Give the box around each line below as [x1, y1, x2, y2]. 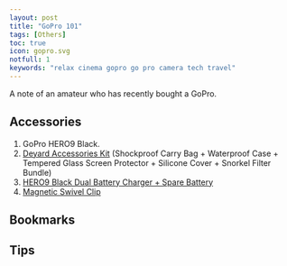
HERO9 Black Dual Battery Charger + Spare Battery [22, 177, 214, 188]
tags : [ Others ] [9, 30, 67, 39]
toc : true [9, 38, 47, 48]
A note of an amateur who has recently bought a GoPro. [9, 87, 218, 99]
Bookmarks [9, 213, 76, 228]
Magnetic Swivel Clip [22, 186, 101, 197]
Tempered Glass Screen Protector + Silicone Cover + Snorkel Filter [22, 157, 272, 168]
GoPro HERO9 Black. [22, 138, 101, 149]
